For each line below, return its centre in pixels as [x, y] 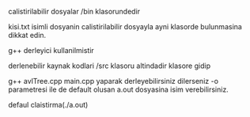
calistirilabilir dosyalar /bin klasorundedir [74, 11]
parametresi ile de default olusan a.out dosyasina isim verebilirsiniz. [119, 89]
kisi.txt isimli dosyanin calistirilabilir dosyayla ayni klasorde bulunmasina [125, 26]
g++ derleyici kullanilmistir [51, 50]
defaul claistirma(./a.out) [48, 105]
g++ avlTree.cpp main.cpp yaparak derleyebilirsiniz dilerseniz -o [114, 81]
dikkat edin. [27, 35]
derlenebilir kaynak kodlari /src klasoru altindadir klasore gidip [110, 66]
